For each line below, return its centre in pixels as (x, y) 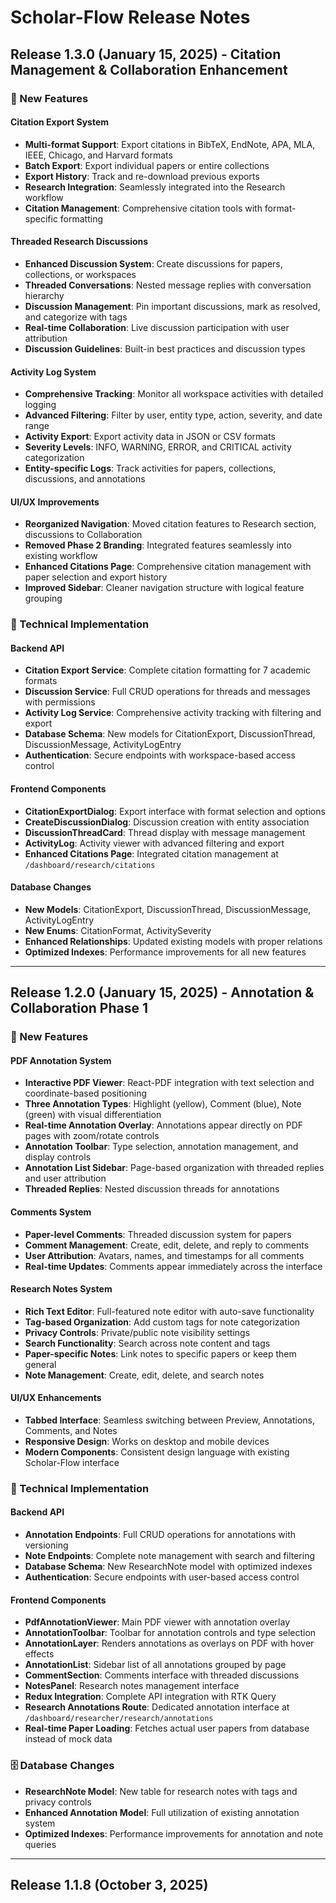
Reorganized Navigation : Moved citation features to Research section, (170, 524)
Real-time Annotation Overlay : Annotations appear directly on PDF (164, 1125)
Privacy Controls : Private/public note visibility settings (137, 1332)
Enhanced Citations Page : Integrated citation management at (151, 853)
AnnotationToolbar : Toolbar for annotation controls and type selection (170, 1633)
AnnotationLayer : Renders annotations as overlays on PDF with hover (169, 1643)
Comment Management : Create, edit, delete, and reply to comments (167, 1245)
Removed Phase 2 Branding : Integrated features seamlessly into (158, 545)
